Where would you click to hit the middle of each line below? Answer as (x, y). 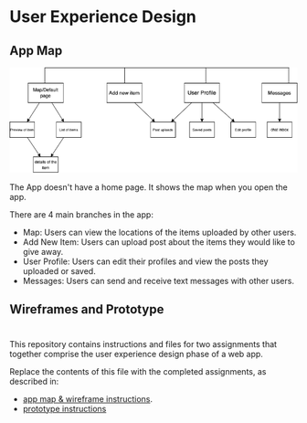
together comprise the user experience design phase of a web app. (136, 354)
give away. (43, 252)
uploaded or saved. (59, 271)
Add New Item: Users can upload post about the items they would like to (159, 242)
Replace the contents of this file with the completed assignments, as (138, 371)
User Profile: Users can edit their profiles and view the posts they (145, 261)
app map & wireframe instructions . (88, 398)
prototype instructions (64, 408)
